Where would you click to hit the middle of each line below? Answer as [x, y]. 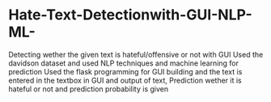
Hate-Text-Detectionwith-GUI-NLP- [130, 15]
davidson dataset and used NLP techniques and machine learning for [124, 63]
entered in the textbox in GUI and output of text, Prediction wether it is [125, 80]
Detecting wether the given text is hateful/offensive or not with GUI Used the [136, 54]
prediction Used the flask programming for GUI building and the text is [125, 71]
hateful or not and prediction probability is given [88, 89]
